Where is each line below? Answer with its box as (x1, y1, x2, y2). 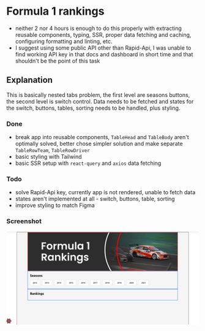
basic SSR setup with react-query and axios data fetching (15, 159, 162, 167)
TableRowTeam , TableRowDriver (15, 146, 90, 154)
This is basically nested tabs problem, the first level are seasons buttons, (6, 91, 190, 99)
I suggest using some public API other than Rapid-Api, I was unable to (15, 44, 192, 51)
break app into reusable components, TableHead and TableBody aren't (15, 134, 190, 141)
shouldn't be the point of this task (15, 57, 100, 64)
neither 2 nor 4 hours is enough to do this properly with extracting (15, 25, 182, 32)
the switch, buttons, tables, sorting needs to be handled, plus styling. (6, 104, 181, 112)
